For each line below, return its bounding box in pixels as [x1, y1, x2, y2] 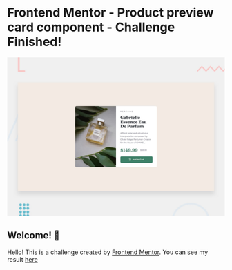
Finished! [7, 34, 62, 50]
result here [7, 255, 38, 263]
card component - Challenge [7, 19, 175, 35]
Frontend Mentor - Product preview [7, 5, 214, 21]
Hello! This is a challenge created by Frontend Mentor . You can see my [7, 248, 209, 256]
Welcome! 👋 [7, 229, 60, 242]
